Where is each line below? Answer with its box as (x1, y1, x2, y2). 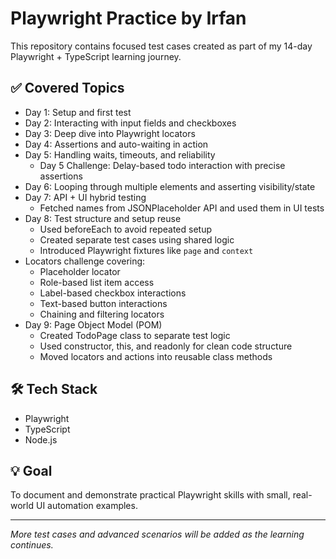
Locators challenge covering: (24, 255, 146, 267)
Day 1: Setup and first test (24, 106, 132, 118)
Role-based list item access (39, 276, 155, 288)
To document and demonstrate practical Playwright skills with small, (10, 489, 291, 501)
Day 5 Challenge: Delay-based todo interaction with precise (39, 159, 286, 171)
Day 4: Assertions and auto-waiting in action (24, 138, 209, 150)
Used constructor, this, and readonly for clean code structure (39, 340, 293, 352)
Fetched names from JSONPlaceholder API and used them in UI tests (39, 202, 325, 214)
